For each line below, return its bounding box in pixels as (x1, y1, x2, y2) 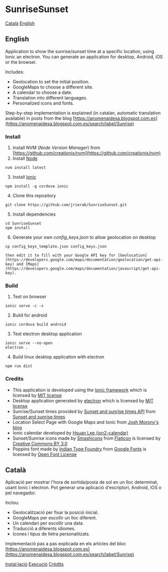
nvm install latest (5, 165, 46, 170)
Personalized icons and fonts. (12, 100, 74, 106)
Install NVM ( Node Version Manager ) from (12, 145, 101, 151)
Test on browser (12, 294, 47, 300)
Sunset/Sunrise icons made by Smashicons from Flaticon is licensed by (12, 435, 161, 441)
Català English (5, 20, 35, 26)
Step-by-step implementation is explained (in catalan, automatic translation (5, 110, 161, 116)
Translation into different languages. (12, 94, 88, 100)
